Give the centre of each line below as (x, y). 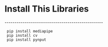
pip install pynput (27, 40)
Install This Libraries (47, 9)
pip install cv (22, 35)
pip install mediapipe (30, 31)
